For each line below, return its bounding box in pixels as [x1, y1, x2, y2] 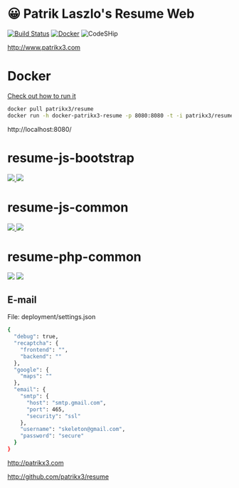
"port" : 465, [26, 405, 65, 413]
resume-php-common [7, 249, 142, 265]
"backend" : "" [20, 353, 62, 360]
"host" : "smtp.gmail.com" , [26, 399, 107, 406]
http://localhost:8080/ [7, 125, 73, 133]
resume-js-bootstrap [7, 150, 135, 166]
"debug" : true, [14, 333, 59, 341]
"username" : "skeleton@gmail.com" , [20, 426, 126, 433]
